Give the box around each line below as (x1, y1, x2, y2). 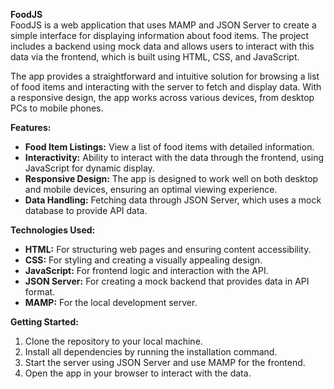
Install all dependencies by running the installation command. (24, 346, 278, 358)
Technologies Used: (10, 224, 96, 236)
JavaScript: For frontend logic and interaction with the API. (24, 265, 269, 276)
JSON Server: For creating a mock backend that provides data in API (24, 275, 310, 287)
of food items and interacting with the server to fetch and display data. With (10, 81, 322, 93)
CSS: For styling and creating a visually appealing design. (24, 254, 263, 266)
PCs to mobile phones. (10, 102, 104, 114)
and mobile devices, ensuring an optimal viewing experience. (24, 184, 278, 195)
